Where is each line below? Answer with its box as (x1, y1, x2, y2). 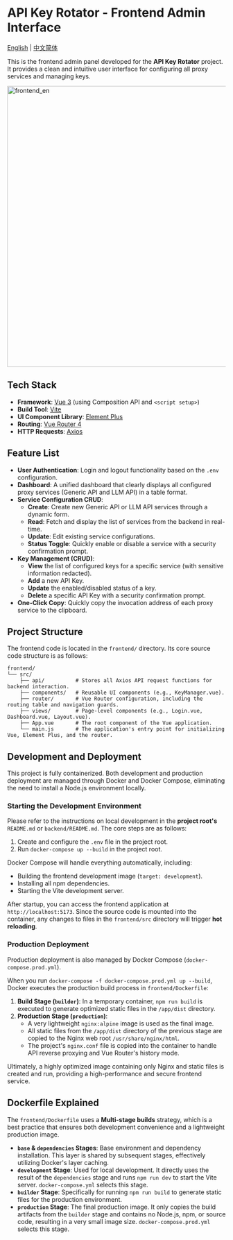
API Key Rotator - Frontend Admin (7, 5, 206, 21)
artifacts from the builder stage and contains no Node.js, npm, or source (17, 1209, 226, 1218)
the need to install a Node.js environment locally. (7, 784, 146, 792)
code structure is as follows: (7, 652, 88, 660)
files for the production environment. (17, 1195, 123, 1203)
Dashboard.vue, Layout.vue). (7, 713, 92, 721)
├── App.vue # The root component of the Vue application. (19, 720, 213, 727)
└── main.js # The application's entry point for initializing (19, 726, 225, 733)
